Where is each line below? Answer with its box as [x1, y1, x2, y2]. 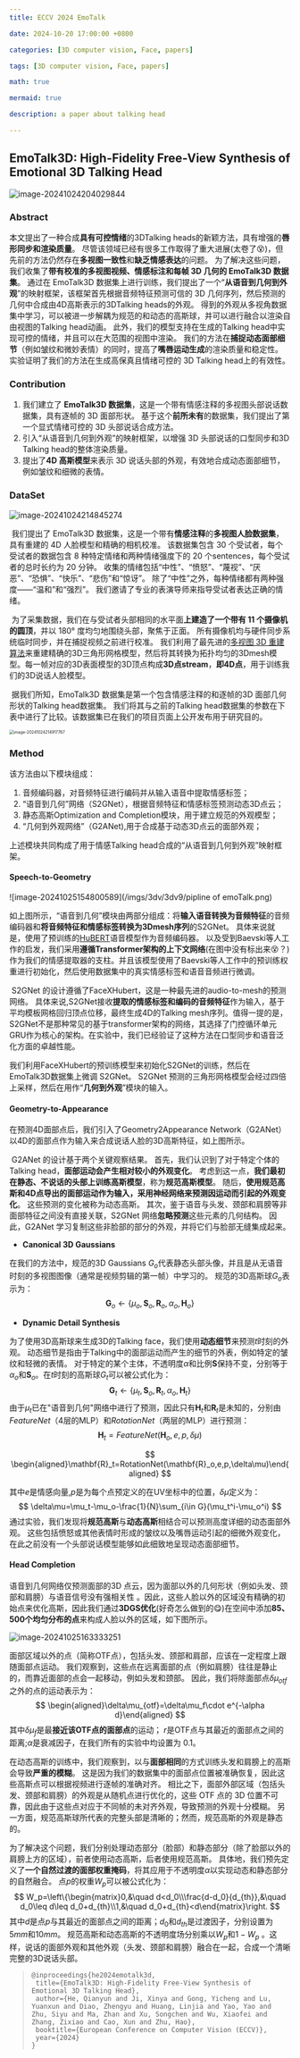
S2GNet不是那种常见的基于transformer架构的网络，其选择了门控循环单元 [9, 1019, 277, 1029]
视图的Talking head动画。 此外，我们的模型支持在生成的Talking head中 [16, 321, 279, 332]
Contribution [9, 377, 66, 390]
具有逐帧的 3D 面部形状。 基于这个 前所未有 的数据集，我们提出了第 [46, 410, 290, 421]
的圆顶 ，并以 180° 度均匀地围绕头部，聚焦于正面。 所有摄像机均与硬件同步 [9, 625, 283, 635]
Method [9, 747, 45, 760]
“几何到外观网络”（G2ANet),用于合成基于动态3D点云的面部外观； [21, 820, 262, 831]
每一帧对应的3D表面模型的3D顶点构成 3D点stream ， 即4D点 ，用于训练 [24, 659, 282, 669]
